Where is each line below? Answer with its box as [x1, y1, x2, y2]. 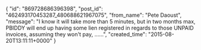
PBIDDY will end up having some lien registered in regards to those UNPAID [5, 24, 194, 31]
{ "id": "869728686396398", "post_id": [5, 5, 104, 12]
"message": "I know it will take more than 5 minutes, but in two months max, [5, 18, 196, 25]
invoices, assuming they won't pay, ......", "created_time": [5, 31, 147, 38]
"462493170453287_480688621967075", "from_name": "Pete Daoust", [5, 11, 182, 19]
